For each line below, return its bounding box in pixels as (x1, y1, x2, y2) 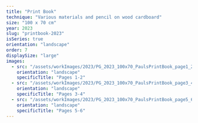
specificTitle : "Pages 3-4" (16, 91, 85, 97)
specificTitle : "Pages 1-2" (16, 75, 85, 80)
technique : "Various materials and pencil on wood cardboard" (6, 14, 162, 20)
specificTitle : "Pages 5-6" (16, 108, 85, 114)
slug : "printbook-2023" (6, 31, 65, 37)
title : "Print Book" (6, 8, 57, 15)
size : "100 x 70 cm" (6, 20, 57, 25)
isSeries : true (6, 36, 44, 42)
